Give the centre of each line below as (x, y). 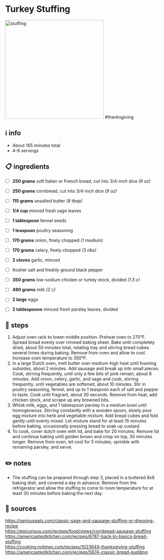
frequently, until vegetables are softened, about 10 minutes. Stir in (79, 384)
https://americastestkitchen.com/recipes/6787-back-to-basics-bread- (77, 536)
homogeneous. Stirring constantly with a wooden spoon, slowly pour (82, 411)
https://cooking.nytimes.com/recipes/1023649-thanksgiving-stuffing (75, 547)
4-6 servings (25, 150)
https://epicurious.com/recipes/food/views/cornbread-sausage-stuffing (78, 531)
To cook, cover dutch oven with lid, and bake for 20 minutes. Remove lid (85, 431)
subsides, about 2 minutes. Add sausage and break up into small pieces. (86, 369)
